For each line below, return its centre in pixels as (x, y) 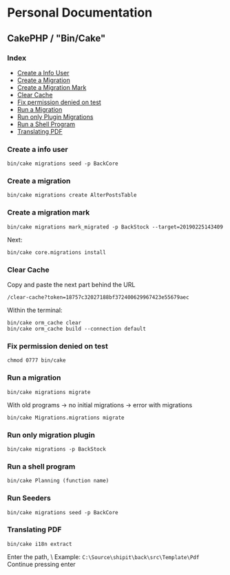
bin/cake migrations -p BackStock (57, 449)
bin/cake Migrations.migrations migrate (66, 418)
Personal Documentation (80, 13)
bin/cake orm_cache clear (44, 323)
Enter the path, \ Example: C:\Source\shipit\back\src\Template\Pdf (103, 556)
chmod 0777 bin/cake (37, 360)
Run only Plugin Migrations (55, 117)
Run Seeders (29, 498)
